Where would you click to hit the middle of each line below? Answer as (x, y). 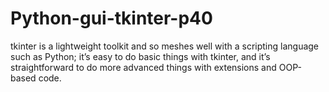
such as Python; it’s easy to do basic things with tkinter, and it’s (140, 56)
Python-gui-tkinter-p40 (111, 18)
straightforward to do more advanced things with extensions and (143, 67)
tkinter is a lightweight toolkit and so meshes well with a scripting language (165, 46)
